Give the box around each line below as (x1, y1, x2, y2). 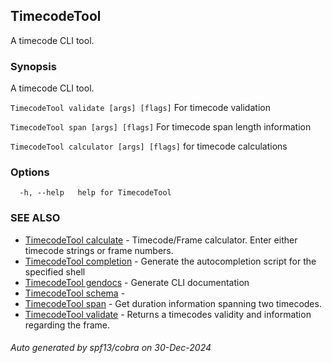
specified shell (24, 265, 86, 278)
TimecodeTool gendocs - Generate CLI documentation (24, 276, 250, 288)
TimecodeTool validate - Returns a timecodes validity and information (24, 308, 312, 320)
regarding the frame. (24, 319, 110, 331)
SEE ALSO (10, 211, 61, 225)
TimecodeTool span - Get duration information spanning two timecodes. (24, 297, 322, 309)
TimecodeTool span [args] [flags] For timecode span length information (10, 121, 312, 133)
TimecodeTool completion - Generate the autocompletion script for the (24, 255, 317, 267)
